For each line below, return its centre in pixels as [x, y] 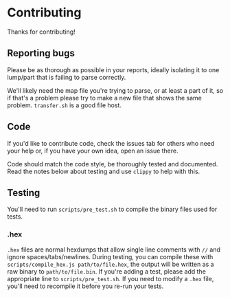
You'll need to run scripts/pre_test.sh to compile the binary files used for [112, 209]
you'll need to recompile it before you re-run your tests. [85, 286]
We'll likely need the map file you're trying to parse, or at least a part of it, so [115, 90]
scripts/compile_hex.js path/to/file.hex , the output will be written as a [111, 264]
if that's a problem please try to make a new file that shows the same [105, 98]
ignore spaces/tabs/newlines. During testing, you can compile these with [110, 256]
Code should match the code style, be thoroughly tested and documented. [113, 164]
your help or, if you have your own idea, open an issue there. [93, 151]
